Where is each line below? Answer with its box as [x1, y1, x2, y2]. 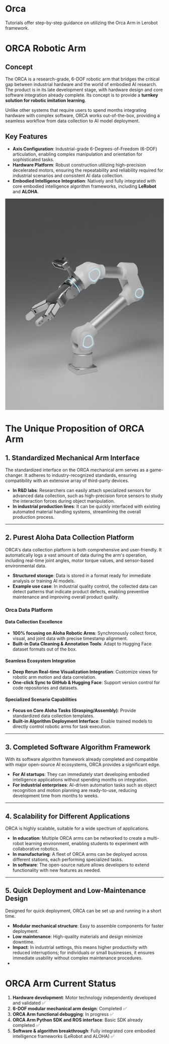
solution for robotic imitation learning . [5, 97, 87, 103]
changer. [5, 472, 24, 478]
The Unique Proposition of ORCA [5, 423, 145, 434]
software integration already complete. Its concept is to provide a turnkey [5, 92, 158, 98]
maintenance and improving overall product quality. [12, 594, 119, 600]
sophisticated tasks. [12, 156, 54, 163]
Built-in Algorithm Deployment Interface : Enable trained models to [12, 718, 152, 725]
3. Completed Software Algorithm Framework [5, 743, 151, 751]
